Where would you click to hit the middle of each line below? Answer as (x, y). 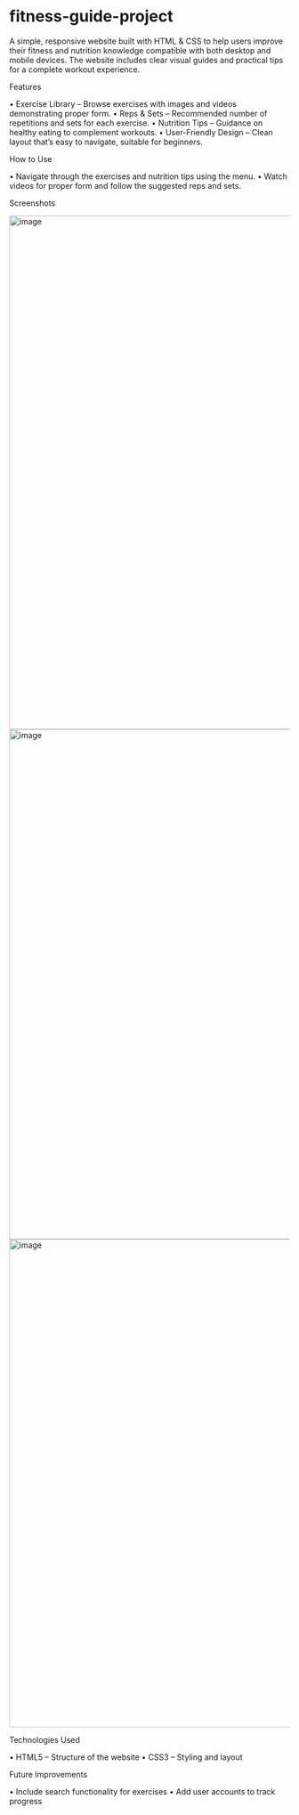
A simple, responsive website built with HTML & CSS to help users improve (146, 41)
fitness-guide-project (91, 16)
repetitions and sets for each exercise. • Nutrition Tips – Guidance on (136, 123)
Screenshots (32, 203)
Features (25, 86)
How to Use (31, 159)
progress (26, 1801)
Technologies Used (44, 1739)
